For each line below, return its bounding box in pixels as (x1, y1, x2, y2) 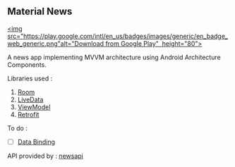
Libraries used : (7, 74, 53, 82)
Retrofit (17, 110, 40, 118)
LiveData (17, 95, 44, 104)
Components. (7, 60, 47, 69)
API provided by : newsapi (7, 151, 83, 160)
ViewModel (17, 102, 51, 111)
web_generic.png (7, 39, 58, 48)
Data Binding (17, 137, 55, 146)
